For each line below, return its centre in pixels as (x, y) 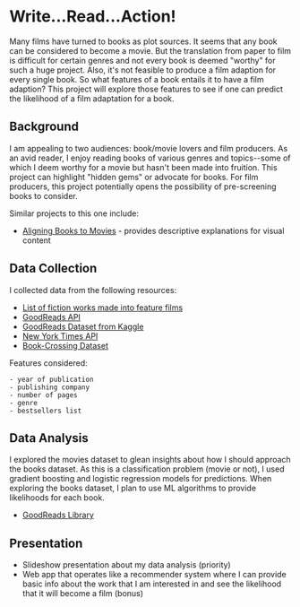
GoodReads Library (58, 515)
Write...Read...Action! (93, 17)
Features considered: (48, 363)
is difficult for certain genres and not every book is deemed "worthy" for (142, 60)
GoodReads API (51, 317)
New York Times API (60, 336)
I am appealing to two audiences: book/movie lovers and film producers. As (149, 148)
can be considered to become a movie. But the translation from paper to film (150, 50)
